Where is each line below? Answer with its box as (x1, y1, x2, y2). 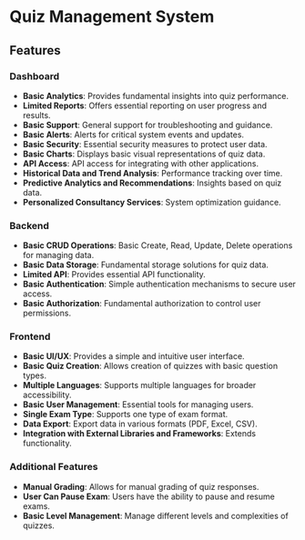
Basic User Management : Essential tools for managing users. (22, 399, 254, 410)
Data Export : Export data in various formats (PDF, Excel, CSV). (22, 418, 258, 429)
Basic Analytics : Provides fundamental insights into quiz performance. (22, 90, 290, 101)
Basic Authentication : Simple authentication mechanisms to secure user (22, 279, 296, 290)
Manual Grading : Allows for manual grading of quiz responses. (22, 481, 259, 492)
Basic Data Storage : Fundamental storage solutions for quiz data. (22, 259, 269, 270)
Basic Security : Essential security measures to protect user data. (22, 138, 268, 149)
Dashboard (9, 70, 60, 83)
